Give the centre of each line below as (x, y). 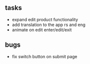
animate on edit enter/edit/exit (42, 30)
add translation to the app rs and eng (49, 25)
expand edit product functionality (45, 19)
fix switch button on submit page (45, 56)
